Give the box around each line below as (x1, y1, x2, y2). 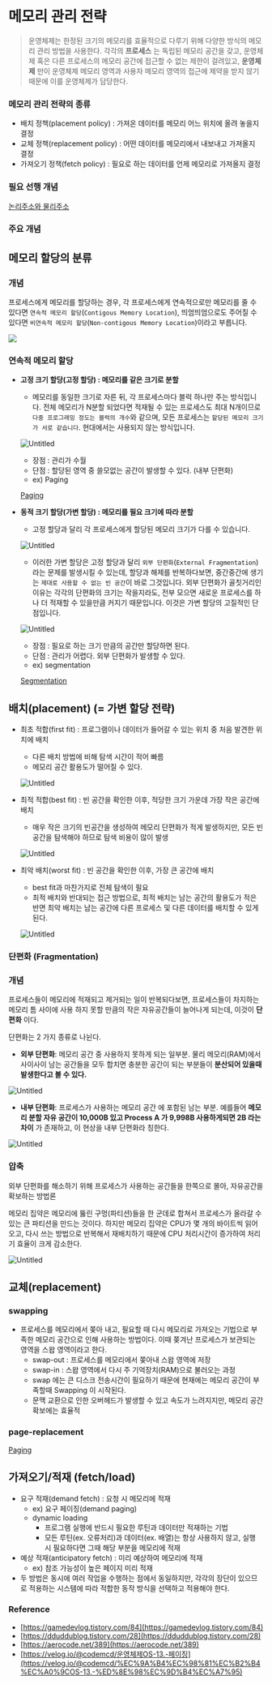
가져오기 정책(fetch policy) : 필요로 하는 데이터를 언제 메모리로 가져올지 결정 (19, 159, 261, 169)
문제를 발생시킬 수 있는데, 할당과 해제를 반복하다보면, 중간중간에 (47, 568, 249, 577)
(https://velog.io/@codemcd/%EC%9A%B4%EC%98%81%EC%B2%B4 (19, 1658, 261, 1668)
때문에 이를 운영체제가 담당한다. (28, 76, 128, 86)
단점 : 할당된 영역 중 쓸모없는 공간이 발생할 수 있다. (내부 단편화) (32, 465, 234, 475)
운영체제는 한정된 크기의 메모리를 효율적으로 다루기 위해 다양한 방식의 (28, 36, 247, 45)
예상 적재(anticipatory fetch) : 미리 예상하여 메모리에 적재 (19, 1553, 203, 1562)
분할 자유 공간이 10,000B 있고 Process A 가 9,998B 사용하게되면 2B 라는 (28, 1112, 261, 1123)
